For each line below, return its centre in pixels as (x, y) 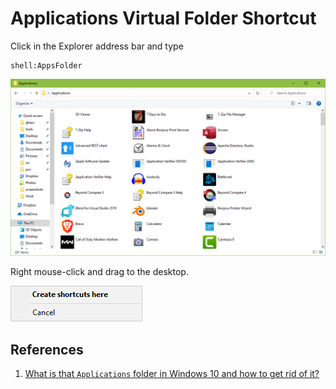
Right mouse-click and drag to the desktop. (99, 272)
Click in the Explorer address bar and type (97, 46)
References (47, 349)
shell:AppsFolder (46, 65)
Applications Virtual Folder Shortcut (163, 18)
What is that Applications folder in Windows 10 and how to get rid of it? (172, 374)
